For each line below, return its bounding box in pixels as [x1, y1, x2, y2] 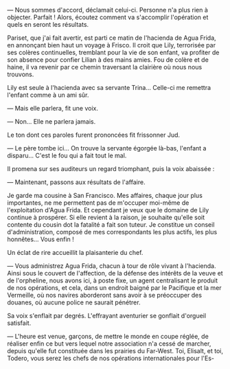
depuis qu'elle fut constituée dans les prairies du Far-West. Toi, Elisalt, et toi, [7, 347, 224, 355]
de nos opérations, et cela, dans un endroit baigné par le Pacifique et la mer [7, 284, 222, 291]
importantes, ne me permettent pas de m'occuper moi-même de [7, 199, 189, 207]
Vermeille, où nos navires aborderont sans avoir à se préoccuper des [7, 291, 203, 299]
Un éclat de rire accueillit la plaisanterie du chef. [7, 249, 143, 256]
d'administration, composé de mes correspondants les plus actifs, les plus [7, 228, 218, 236]
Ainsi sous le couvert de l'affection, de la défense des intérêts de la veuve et [7, 269, 223, 277]
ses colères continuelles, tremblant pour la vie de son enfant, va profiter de [7, 48, 220, 56]
